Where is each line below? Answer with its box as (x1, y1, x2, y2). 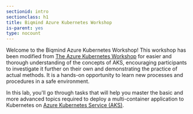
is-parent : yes (6, 25, 44, 31)
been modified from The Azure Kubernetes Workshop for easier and (6, 53, 172, 60)
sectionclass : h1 (6, 14, 49, 20)
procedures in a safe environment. (6, 78, 90, 85)
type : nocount (6, 31, 41, 36)
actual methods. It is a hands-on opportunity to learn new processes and (6, 72, 184, 79)
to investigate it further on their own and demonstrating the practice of (6, 65, 178, 72)
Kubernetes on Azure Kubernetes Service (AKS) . (6, 102, 125, 109)
